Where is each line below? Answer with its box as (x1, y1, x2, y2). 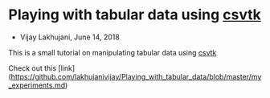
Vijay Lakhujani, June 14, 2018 (19, 32, 121, 42)
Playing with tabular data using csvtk (8, 6, 261, 24)
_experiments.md (8, 80, 66, 90)
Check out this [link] (8, 63, 76, 73)
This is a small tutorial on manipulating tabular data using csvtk (8, 47, 217, 57)
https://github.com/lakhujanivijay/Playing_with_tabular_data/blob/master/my (10, 71, 262, 81)
